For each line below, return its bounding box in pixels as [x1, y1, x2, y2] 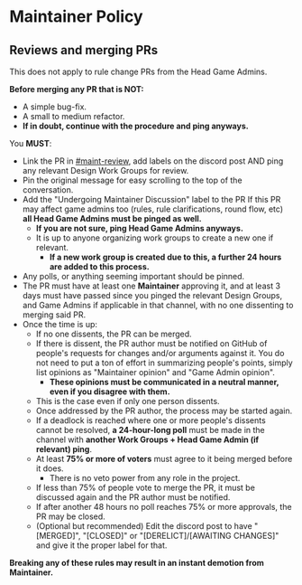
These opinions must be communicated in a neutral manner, [49, 377, 279, 387]
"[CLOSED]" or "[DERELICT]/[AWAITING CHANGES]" [82, 531, 279, 541]
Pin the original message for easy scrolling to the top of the [22, 175, 243, 185]
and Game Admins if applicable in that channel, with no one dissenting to [22, 300, 294, 310]
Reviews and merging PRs [9, 42, 159, 58]
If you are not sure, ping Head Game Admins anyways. [35, 223, 243, 233]
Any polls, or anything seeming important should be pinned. [22, 271, 245, 281]
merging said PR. [22, 309, 87, 320]
